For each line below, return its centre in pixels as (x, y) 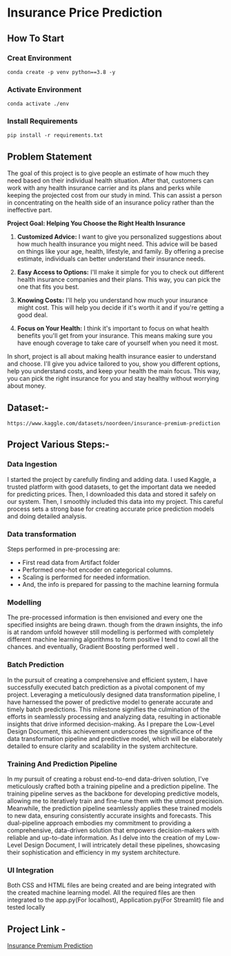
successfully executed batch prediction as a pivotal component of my (106, 687)
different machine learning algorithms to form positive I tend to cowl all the (113, 639)
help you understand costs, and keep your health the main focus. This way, (114, 371)
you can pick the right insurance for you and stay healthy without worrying (113, 379)
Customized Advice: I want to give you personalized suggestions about (119, 237)
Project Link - (37, 929)
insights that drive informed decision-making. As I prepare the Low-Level (111, 724)
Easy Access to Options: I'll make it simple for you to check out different (120, 272)
